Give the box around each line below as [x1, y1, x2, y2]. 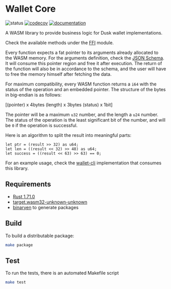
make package [5, 242, 33, 247]
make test [5, 280, 27, 285]
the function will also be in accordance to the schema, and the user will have [5, 66, 166, 72]
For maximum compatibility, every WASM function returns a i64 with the [5, 81, 157, 87]
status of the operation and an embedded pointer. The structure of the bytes [5, 86, 166, 92]
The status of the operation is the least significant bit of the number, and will [5, 117, 166, 123]
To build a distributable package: [5, 233, 75, 239]
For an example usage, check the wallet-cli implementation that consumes [5, 160, 162, 166]
